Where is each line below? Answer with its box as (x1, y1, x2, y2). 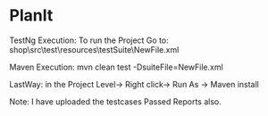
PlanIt (9, 5, 54, 26)
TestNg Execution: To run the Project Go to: (9, 35, 170, 46)
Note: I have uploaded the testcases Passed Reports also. (9, 95, 222, 107)
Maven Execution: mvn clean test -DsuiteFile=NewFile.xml (9, 62, 223, 72)
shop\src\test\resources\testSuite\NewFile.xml (9, 44, 180, 54)
